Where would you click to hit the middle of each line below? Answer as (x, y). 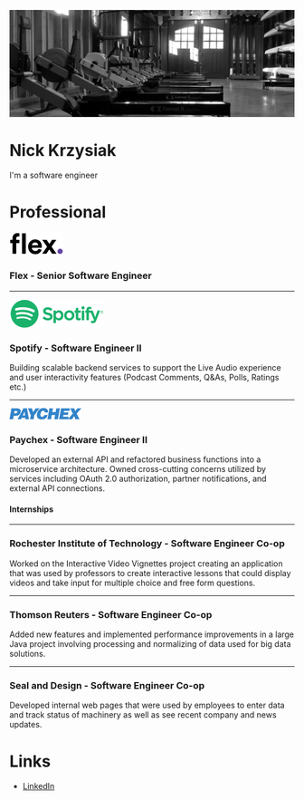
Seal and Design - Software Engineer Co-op (107, 685)
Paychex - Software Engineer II (78, 439)
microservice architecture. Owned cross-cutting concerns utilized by (138, 469)
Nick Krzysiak (63, 150)
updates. (26, 725)
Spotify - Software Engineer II (76, 348)
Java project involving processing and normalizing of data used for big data (150, 644)
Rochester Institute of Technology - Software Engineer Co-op (147, 544)
